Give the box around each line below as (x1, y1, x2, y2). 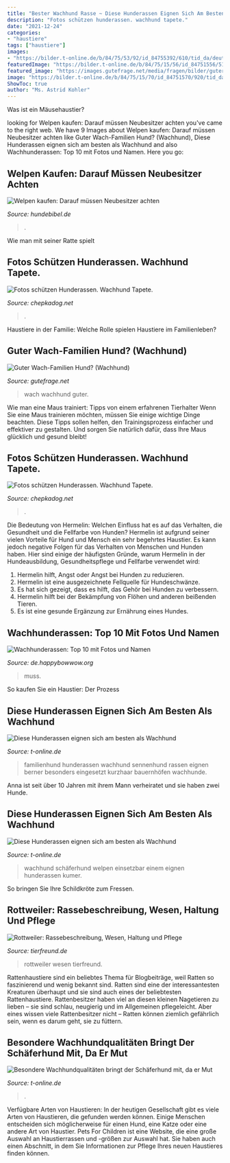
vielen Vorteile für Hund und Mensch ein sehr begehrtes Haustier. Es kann (7, 536, 216, 544)
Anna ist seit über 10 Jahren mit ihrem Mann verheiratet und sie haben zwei (7, 782, 220, 789)
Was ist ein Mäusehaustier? (7, 106, 85, 114)
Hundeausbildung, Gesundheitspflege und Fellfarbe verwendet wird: (7, 557, 201, 566)
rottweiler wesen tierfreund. (23, 960, 103, 968)
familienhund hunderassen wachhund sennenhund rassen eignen (23, 761, 209, 768)
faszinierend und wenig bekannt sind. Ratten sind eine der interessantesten (7, 980, 220, 989)
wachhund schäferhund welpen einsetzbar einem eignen (23, 864, 185, 872)
